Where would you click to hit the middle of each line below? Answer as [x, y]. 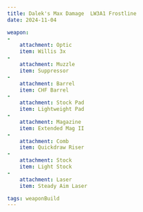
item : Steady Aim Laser [54, 186]
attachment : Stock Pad [52, 103]
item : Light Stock [46, 167]
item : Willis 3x [43, 52]
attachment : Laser [46, 180]
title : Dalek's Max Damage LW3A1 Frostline [72, 13]
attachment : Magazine [50, 122]
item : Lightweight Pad [52, 109]
